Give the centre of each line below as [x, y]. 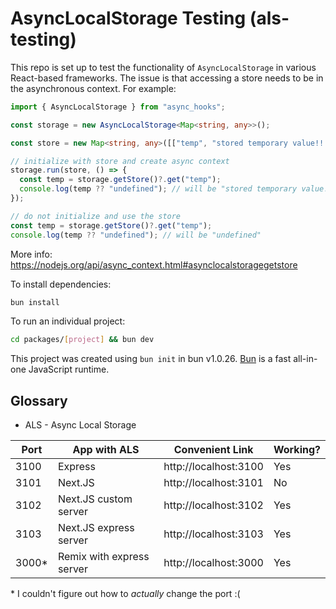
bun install [35, 302]
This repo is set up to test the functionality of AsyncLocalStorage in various [163, 67]
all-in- [305, 359]
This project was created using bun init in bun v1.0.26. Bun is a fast [151, 359]
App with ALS [106, 450]
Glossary [39, 400]
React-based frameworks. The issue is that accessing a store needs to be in [167, 78]
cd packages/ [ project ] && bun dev [82, 340]
